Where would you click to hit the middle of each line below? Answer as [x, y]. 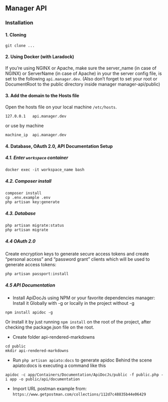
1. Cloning [16, 34]
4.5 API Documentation [30, 285]
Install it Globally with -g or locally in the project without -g [73, 303]
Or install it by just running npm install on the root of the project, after [78, 322]
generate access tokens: [31, 265]
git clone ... [20, 46]
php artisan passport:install [37, 274]
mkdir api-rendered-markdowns [37, 351]
